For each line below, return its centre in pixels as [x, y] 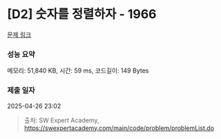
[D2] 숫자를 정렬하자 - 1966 [82, 14]
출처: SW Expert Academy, [61, 120]
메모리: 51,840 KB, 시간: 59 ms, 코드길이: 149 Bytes [78, 71]
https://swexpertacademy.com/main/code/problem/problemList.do [119, 128]
